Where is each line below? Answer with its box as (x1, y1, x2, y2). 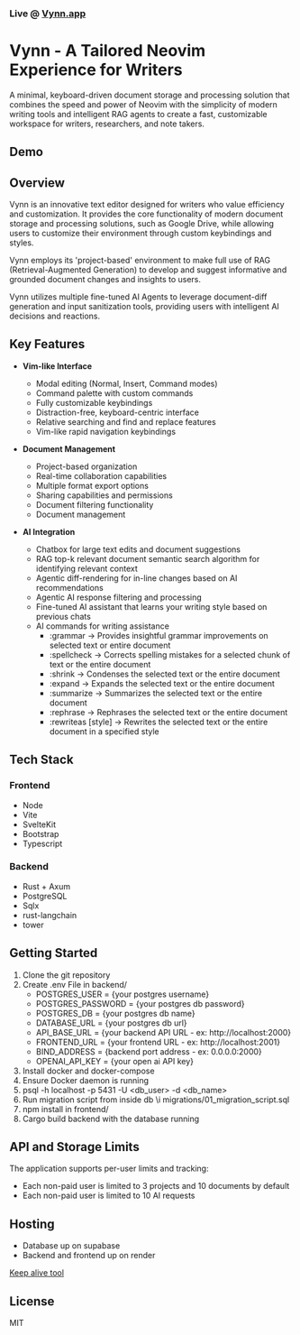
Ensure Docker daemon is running (22, 1074, 150, 1085)
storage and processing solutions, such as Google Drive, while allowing (9, 218, 275, 229)
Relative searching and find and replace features (35, 416, 216, 427)
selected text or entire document (49, 640, 171, 650)
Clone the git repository (22, 969, 111, 981)
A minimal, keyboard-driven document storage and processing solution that (9, 89, 290, 100)
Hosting (9, 1216, 56, 1231)
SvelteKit (22, 819, 57, 830)
